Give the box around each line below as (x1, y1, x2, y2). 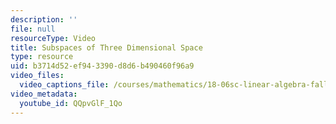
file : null (10, 24, 56, 34)
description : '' (10, 14, 78, 25)
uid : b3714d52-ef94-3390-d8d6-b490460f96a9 (10, 61, 195, 71)
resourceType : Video (10, 33, 97, 43)
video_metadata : (10, 89, 78, 99)
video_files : (10, 71, 65, 81)
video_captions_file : (19, 80, 110, 90)
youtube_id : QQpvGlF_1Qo (19, 98, 123, 108)
